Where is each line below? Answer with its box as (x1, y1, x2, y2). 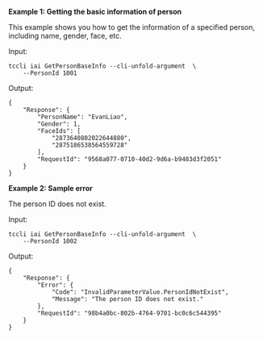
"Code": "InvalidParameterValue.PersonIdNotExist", (51, 288, 229, 296)
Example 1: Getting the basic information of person (8, 7, 182, 16)
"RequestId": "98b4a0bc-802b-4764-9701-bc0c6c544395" (37, 309, 222, 317)
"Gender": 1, (37, 120, 81, 128)
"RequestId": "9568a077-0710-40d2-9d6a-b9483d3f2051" (37, 155, 222, 163)
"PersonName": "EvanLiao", (37, 113, 128, 121)
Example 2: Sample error (8, 184, 93, 192)
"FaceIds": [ (37, 127, 81, 135)
